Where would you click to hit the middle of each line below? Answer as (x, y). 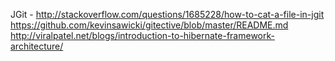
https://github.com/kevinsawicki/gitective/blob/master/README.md (149, 25)
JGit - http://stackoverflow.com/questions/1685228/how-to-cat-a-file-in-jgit (167, 14)
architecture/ (37, 46)
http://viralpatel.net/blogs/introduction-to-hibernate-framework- (142, 35)
